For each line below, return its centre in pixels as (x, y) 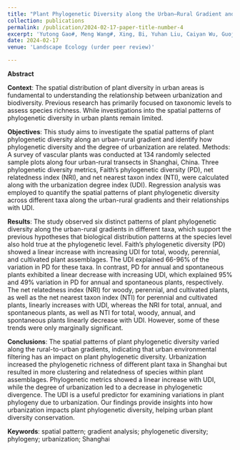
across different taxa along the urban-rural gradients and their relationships (119, 200)
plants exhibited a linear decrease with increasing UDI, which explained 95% (120, 275)
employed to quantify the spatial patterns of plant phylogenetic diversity (114, 192)
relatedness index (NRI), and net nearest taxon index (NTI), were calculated (118, 177)
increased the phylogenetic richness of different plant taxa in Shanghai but (117, 364)
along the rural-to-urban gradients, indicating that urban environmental (112, 349)
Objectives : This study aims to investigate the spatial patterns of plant (111, 132)
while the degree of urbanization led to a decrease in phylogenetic (105, 387)
